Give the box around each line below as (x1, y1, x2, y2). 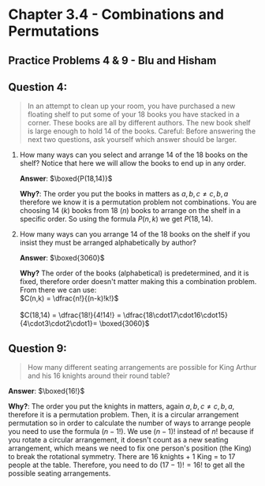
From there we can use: (19, 286, 97, 295)
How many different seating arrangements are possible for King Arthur (27, 363, 257, 372)
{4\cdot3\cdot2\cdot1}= (19, 319, 98, 328)
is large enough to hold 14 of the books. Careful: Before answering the (27, 126, 256, 136)
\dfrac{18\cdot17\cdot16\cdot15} (123, 310, 229, 320)
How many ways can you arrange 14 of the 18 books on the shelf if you (19, 230, 251, 239)
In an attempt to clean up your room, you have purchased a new (27, 101, 236, 111)
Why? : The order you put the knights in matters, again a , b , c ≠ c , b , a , (8, 402, 235, 411)
